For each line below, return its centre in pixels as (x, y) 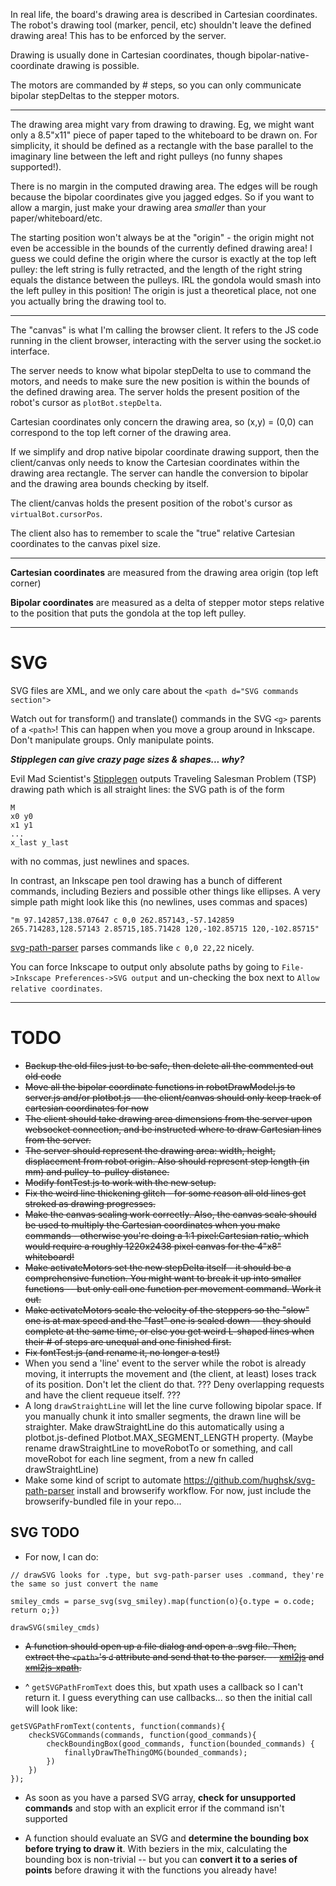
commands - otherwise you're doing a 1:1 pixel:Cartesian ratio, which (166, 1235)
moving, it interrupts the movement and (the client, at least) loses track (170, 1373)
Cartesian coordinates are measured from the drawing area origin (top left (164, 572)
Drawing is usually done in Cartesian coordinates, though (128, 55)
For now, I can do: (61, 1556)
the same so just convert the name (84, 1584)
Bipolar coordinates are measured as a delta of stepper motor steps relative (167, 602)
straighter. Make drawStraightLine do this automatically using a (154, 1426)
